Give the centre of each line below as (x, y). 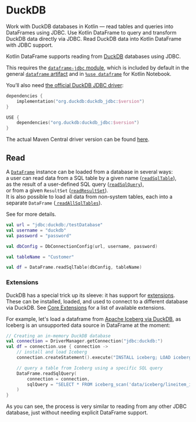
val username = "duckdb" (36, 230)
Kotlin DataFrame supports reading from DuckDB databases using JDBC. (93, 56)
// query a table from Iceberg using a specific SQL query (90, 368)
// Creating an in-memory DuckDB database (58, 336)
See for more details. (31, 214)
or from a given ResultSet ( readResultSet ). (57, 190)
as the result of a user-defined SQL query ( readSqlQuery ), (75, 184)
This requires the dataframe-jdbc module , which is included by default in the (98, 67)
